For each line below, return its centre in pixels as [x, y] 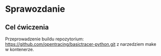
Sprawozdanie [35, 9]
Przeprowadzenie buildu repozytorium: [45, 39]
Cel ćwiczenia [27, 27]
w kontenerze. [20, 49]
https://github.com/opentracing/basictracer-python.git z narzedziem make [81, 44]
